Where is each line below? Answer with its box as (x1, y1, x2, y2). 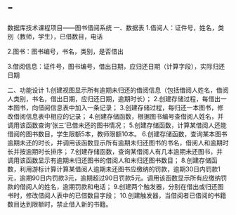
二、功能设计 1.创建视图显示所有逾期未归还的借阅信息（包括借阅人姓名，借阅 (7, 86, 229, 94)
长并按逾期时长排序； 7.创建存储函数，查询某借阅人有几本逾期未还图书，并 (7, 147, 223, 155)
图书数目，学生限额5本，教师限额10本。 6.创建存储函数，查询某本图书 (25, 129, 228, 138)
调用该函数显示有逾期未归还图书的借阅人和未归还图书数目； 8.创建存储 (7, 156, 212, 164)
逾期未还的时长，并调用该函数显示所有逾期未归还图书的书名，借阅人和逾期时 (7, 138, 229, 147)
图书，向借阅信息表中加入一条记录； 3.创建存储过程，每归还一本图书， (13, 103, 218, 112)
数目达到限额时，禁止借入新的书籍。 (7, 200, 112, 208)
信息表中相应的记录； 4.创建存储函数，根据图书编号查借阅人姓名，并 (25, 112, 224, 120)
